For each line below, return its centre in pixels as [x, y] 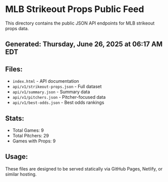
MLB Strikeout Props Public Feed [75, 9]
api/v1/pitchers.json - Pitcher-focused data [59, 97]
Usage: [17, 157]
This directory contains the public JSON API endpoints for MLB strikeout [80, 23]
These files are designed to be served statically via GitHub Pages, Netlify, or [84, 168]
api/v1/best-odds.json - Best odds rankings [58, 103]
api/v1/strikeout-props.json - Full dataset [57, 87]
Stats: [15, 118]
